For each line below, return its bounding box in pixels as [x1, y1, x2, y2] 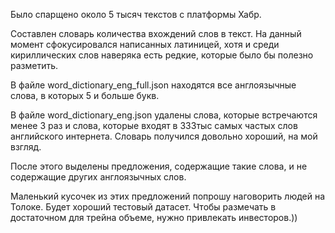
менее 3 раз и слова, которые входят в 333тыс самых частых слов [10, 120, 298, 131]
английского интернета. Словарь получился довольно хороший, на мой [10, 130, 318, 142]
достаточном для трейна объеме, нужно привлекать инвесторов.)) [10, 212, 298, 223]
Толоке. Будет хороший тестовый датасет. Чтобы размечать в [10, 201, 277, 213]
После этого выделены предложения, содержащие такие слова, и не [10, 160, 308, 172]
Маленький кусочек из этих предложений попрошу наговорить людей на [10, 190, 326, 202]
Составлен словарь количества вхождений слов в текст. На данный [10, 28, 302, 39]
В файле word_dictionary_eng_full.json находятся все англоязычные [10, 79, 297, 91]
